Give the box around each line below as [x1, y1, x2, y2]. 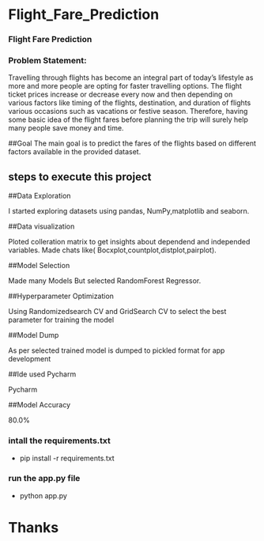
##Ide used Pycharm [8, 369, 77, 379]
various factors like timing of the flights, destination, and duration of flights [8, 98, 251, 108]
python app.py [19, 490, 67, 500]
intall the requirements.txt [8, 435, 111, 446]
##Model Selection [8, 261, 70, 270]
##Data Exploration [8, 191, 71, 201]
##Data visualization [8, 221, 75, 231]
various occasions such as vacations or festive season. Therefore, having [8, 107, 248, 116]
